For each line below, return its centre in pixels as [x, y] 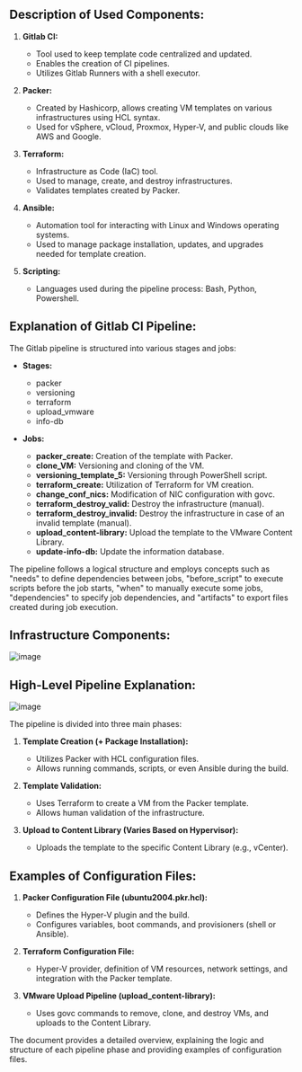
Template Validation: [62, 786]
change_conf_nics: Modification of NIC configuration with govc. [155, 494]
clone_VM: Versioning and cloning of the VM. [120, 465]
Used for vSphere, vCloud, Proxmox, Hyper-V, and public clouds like [162, 127]
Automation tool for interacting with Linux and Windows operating [157, 225]
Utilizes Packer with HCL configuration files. [117, 759]
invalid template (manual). [84, 523]
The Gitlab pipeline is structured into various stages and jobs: [123, 348]
